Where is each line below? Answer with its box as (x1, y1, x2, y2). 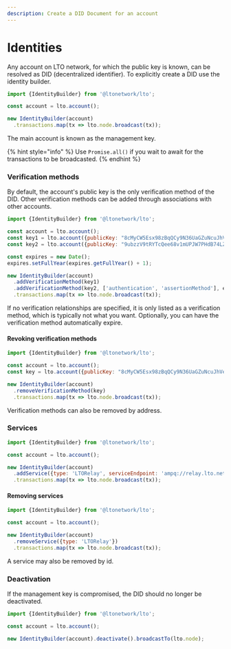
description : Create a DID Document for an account (7, 10, 158, 17)
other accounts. (7, 203, 52, 211)
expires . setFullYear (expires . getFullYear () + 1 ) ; (7, 260, 153, 267)
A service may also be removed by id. (7, 557, 114, 565)
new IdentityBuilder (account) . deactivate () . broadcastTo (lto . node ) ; (7, 635, 205, 642)
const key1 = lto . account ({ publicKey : (7, 235, 118, 242)
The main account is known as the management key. (7, 134, 156, 143)
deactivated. (7, 597, 43, 606)
